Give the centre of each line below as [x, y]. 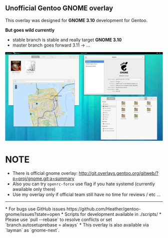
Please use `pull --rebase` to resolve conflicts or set [59, 219]
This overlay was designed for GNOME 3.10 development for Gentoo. [76, 20]
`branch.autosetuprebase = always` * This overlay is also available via [77, 225]
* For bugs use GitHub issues [35, 209]
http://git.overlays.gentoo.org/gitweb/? [118, 173]
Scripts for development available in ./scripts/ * [113, 214]
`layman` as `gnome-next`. [32, 230]
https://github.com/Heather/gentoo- [104, 209]
